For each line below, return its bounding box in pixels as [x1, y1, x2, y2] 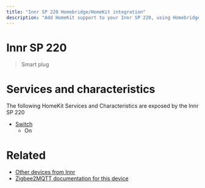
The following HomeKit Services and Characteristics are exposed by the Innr [6, 102, 199, 110]
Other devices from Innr [15, 169, 76, 176]
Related [6, 148, 46, 162]
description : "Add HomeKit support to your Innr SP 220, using [6, 15, 171, 21]
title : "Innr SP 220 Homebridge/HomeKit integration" [6, 9, 146, 15]
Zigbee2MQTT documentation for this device [15, 175, 129, 183]
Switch [15, 120, 33, 128]
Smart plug [21, 61, 49, 68]
